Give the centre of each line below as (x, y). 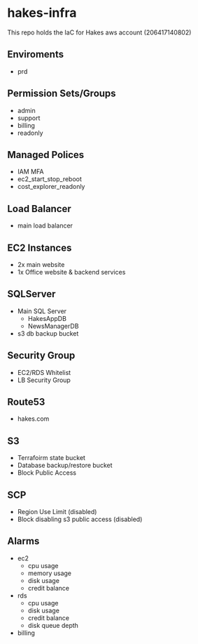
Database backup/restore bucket (65, 466)
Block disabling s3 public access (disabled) (80, 519)
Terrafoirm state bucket (51, 458)
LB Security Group (44, 380)
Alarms (23, 541)
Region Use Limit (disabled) (57, 512)
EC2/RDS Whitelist (44, 372)
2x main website (41, 264)
